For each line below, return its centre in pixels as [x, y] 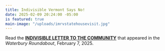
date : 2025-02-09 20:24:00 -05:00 [42, 14]
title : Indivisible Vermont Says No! [45, 10]
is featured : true [25, 19]
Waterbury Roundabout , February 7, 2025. [49, 43]
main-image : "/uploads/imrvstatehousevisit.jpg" [58, 24]
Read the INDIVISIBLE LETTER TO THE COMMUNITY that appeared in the [82, 38]
